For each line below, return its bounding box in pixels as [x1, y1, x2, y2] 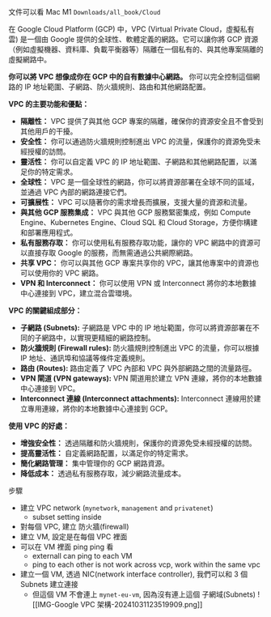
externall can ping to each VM [32, 551, 133, 560]
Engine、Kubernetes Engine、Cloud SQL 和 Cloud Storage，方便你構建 [19, 218, 258, 227]
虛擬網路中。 [8, 55, 51, 64]
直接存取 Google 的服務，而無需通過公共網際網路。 [27, 248, 198, 257]
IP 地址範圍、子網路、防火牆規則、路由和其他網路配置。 [23, 82, 210, 91]
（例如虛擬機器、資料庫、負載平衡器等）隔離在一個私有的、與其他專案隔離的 [8, 45, 264, 54]
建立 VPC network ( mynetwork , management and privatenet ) [19, 503, 214, 513]
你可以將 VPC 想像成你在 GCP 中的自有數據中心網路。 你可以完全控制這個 [8, 72, 253, 81]
